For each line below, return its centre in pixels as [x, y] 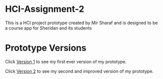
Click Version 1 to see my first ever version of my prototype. [66, 61]
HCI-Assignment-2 [45, 9]
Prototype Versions [46, 48]
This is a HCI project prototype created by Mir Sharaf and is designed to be [81, 23]
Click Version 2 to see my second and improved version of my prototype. [80, 71]
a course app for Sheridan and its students [49, 28]
